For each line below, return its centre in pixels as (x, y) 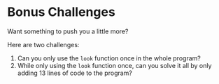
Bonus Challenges (61, 12)
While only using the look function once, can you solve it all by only (114, 65)
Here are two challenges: (43, 44)
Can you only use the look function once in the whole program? (109, 58)
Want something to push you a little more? (68, 31)
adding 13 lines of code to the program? (75, 73)
